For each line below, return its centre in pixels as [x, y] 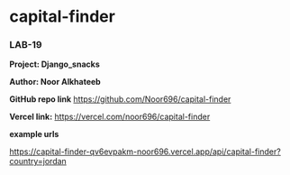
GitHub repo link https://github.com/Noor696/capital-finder [120, 99]
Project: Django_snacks [55, 64]
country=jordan [38, 161]
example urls [34, 134]
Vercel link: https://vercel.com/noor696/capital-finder [110, 117]
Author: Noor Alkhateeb [55, 82]
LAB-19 [26, 45]
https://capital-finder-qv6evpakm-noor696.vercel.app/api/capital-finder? [145, 152]
